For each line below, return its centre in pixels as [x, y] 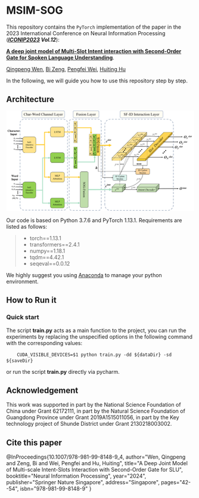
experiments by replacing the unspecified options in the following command [99, 336]
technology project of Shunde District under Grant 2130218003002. [89, 424]
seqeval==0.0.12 [50, 263]
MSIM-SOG [35, 10]
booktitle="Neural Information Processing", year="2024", [76, 476]
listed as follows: [27, 226]
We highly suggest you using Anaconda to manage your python [84, 275]
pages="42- [176, 482]
